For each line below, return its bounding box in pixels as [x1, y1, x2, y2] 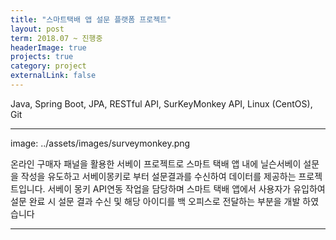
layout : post [10, 24, 65, 34]
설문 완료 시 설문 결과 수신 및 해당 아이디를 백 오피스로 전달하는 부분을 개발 [10, 195, 301, 207]
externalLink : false [10, 71, 97, 81]
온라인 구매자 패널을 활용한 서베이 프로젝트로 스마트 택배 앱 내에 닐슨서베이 [10, 157, 302, 170]
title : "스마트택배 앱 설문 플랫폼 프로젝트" [10, 14, 172, 25]
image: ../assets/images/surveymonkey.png [10, 137, 191, 149]
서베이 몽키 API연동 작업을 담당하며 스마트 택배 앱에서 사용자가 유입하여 [47, 182, 326, 195]
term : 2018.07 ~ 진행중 [10, 33, 103, 43]
